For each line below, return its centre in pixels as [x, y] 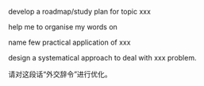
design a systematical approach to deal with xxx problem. [102, 58]
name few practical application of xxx [69, 42]
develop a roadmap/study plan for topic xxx [79, 12]
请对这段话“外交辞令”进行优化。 [60, 74]
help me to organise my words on [63, 27]
